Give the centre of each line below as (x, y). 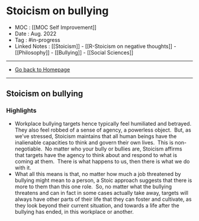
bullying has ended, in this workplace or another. (74, 212)
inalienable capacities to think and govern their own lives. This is (94, 142)
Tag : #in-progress (37, 40)
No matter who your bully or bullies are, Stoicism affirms (114, 149)
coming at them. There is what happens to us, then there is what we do (102, 161)
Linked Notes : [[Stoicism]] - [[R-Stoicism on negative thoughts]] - (95, 46)
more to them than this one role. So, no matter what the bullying (93, 186)
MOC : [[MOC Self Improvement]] (55, 27)
